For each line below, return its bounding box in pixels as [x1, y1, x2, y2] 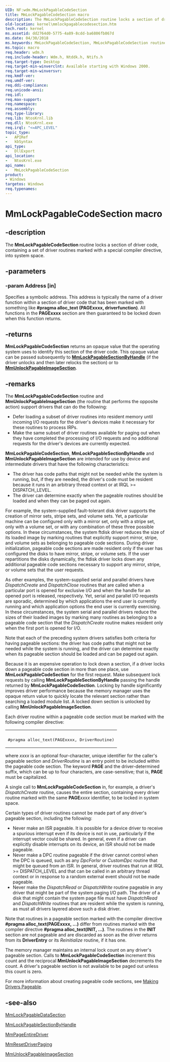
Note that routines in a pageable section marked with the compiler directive [5, 916, 162, 922]
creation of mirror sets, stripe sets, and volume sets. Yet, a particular [5, 513, 148, 519]
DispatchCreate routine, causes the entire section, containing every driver [5, 790, 160, 796]
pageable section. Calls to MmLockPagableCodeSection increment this [5, 953, 155, 959]
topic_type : [5, 130, 30, 135]
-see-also [5, 998, 37, 1007]
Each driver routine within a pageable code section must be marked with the [5, 714, 164, 720]
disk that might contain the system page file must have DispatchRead [12, 895, 158, 901]
